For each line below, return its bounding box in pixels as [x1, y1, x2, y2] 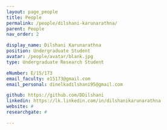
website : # [6, 103, 34, 109]
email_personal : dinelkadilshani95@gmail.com [6, 81, 123, 88]
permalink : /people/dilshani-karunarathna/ [6, 20, 118, 26]
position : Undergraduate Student [6, 48, 91, 54]
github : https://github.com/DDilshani [6, 92, 104, 99]
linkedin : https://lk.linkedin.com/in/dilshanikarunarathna [6, 98, 162, 104]
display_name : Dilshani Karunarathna [6, 42, 102, 48]
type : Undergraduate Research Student [6, 59, 104, 65]
